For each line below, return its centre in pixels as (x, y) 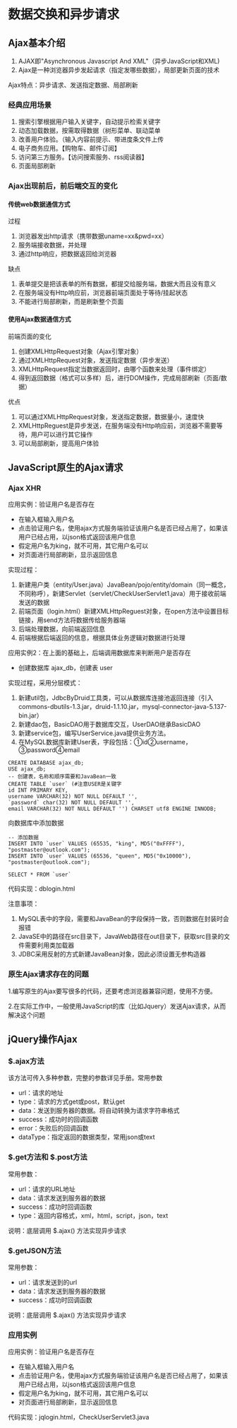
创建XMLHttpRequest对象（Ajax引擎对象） (80, 351)
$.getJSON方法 (35, 1251)
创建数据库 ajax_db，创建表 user (66, 668)
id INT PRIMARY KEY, (38, 790)
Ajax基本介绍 (37, 43)
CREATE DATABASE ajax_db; (46, 763)
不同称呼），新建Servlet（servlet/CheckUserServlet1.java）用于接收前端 (122, 594)
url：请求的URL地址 (47, 1189)
